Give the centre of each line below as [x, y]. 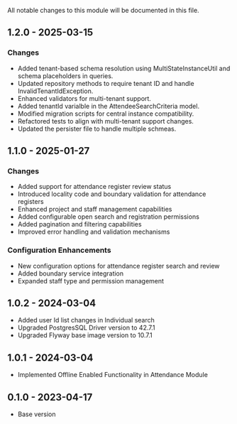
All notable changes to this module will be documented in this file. [104, 10]
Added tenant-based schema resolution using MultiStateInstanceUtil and [124, 68]
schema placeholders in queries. [65, 76]
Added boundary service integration [71, 273]
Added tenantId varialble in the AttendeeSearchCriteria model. [109, 106]
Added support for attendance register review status [94, 187]
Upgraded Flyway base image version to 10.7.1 [85, 335]
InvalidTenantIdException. [55, 91]
